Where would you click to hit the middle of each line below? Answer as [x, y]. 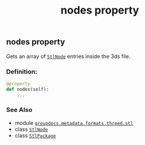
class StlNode [31, 129]
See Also [19, 110]
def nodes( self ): [28, 89]
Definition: [22, 72]
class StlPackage [35, 135]
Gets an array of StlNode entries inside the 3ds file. [68, 56]
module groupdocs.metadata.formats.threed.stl [74, 123]
